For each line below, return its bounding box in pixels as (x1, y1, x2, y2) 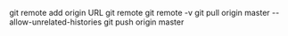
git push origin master (103, 17, 185, 27)
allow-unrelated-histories (9, 17, 103, 27)
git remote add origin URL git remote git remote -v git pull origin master (9, 8, 270, 18)
